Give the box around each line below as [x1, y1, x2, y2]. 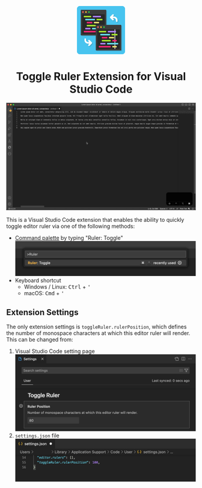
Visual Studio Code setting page [14, 348, 95, 355]
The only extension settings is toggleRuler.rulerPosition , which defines [6, 323, 187, 331]
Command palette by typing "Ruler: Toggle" [14, 234, 123, 242]
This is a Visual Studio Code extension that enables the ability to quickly [6, 216, 185, 224]
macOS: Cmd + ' [23, 290, 65, 297]
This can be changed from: [6, 336, 73, 343]
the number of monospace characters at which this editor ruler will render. [6, 330, 191, 337]
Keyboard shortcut [14, 277, 61, 284]
